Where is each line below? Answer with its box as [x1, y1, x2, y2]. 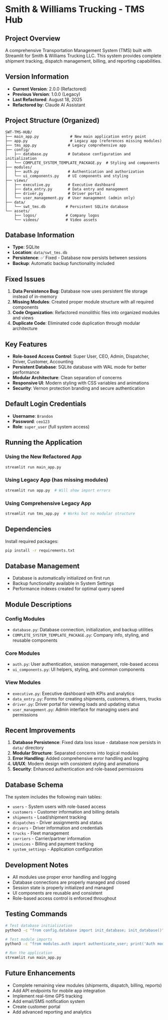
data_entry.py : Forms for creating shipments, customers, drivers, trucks [12, 695, 161, 702]
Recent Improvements [5, 726, 76, 734]
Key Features [5, 340, 47, 349]
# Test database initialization [5, 923, 72, 928]
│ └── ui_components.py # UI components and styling [5, 173, 128, 178]
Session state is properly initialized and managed [12, 885, 114, 890]
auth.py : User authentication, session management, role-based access [12, 661, 159, 667]
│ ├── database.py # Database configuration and [5, 151, 131, 156]
